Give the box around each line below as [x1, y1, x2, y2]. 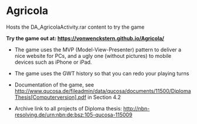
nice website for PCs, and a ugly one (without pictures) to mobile [14, 52, 172, 59]
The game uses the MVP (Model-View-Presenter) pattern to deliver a [14, 46, 182, 53]
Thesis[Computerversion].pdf [14, 94, 87, 101]
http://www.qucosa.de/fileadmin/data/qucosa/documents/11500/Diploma [14, 87, 192, 94]
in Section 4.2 [87, 94, 121, 101]
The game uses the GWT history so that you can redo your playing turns [14, 70, 189, 77]
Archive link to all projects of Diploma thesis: [14, 105, 122, 112]
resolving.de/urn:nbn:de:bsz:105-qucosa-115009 [14, 111, 133, 118]
